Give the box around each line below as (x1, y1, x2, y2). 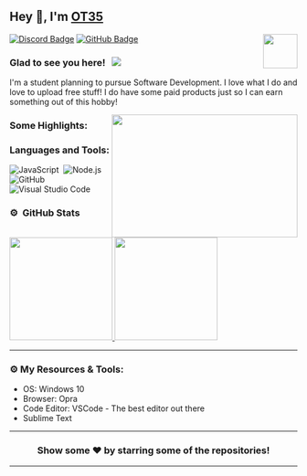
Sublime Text (22, 413, 73, 424)
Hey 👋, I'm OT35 (9, 9, 103, 25)
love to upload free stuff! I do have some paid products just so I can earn (9, 87, 283, 98)
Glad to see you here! (9, 56, 106, 69)
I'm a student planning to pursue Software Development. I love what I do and (9, 77, 298, 88)
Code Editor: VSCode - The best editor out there (22, 403, 206, 414)
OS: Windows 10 (22, 384, 85, 395)
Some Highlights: (9, 120, 89, 132)
